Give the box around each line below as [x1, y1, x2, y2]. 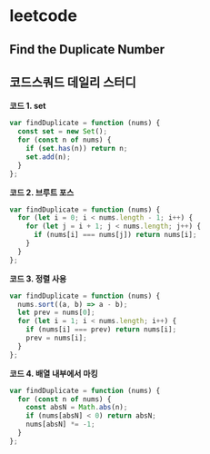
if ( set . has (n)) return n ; [25, 144, 128, 153]
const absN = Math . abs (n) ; [25, 403, 128, 412]
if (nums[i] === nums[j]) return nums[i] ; [33, 231, 197, 240]
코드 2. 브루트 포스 [9, 187, 75, 198]
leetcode [9, 5, 77, 26]
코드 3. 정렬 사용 [9, 273, 67, 284]
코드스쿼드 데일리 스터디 [9, 74, 136, 90]
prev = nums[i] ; [25, 333, 88, 343]
